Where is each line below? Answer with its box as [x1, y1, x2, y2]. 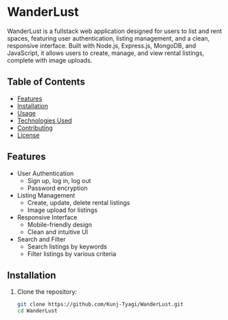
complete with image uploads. [7, 56, 93, 64]
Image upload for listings [27, 206, 98, 214]
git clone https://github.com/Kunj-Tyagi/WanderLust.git [16, 301, 184, 308]
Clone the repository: [16, 288, 78, 296]
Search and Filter [16, 235, 66, 243]
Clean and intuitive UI [27, 228, 88, 236]
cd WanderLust [16, 308, 58, 314]
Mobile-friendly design [27, 220, 93, 228]
